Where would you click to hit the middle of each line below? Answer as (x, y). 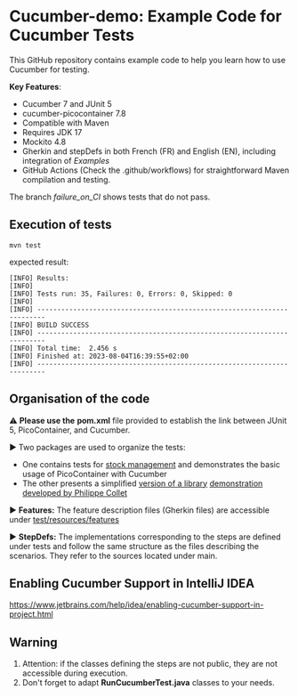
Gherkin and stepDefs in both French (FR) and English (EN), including (149, 151)
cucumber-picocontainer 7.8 (74, 113)
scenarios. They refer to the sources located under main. (113, 555)
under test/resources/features (64, 519)
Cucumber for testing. (50, 69)
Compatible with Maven (65, 123)
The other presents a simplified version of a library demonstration (142, 483)
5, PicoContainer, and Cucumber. (70, 430)
